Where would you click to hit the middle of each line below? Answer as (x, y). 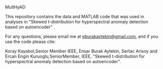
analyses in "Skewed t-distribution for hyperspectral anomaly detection (77, 22)
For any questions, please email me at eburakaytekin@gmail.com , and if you (82, 36)
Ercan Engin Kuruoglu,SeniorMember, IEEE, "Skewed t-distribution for (75, 56)
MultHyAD (15, 7)
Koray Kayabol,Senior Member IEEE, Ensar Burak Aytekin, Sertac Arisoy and (81, 51)
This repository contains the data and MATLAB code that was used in (75, 16)
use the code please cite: (31, 42)
